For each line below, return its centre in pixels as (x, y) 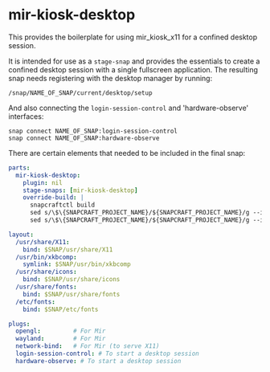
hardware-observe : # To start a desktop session (98, 361)
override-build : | (53, 198)
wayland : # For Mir (61, 339)
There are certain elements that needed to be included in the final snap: (127, 153)
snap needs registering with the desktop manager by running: (110, 78)
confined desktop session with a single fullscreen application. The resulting (133, 69)
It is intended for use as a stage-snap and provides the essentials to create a (134, 61)
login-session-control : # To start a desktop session (107, 354)
